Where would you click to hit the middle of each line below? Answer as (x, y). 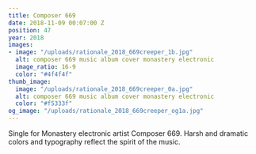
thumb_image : (30, 81)
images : (21, 45)
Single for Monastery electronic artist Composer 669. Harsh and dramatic (128, 133)
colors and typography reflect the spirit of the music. (94, 142)
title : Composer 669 (42, 15)
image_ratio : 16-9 (46, 67)
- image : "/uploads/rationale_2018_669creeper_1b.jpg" (101, 52)
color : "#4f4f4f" (44, 74)
